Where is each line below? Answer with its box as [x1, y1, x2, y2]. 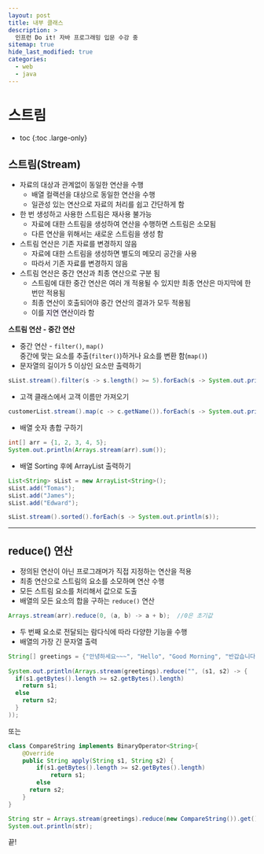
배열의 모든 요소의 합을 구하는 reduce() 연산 [19, 596, 155, 606]
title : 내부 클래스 [8, 19, 64, 27]
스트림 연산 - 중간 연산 [8, 324, 75, 335]
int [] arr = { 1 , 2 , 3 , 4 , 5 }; [8, 438, 108, 447]
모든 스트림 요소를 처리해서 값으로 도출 [19, 586, 137, 596]
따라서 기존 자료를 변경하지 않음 [31, 259, 128, 268]
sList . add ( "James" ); [8, 491, 76, 500]
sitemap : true [8, 41, 55, 49]
